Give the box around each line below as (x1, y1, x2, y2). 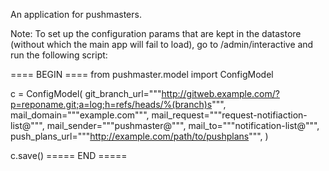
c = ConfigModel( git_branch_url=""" (10, 88, 162, 99)
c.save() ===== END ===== (10, 150, 128, 161)
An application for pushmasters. (10, 9, 142, 20)
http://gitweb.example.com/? (161, 88, 280, 99)
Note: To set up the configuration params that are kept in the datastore (10, 28, 302, 39)
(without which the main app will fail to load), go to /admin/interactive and (10, 39, 314, 50)
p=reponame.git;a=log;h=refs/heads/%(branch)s (10, 99, 213, 110)
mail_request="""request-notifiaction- (151, 109, 308, 121)
